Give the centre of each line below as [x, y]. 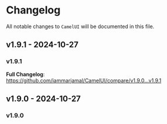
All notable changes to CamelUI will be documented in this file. [80, 26]
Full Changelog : [25, 74]
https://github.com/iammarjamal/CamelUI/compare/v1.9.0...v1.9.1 [84, 80]
